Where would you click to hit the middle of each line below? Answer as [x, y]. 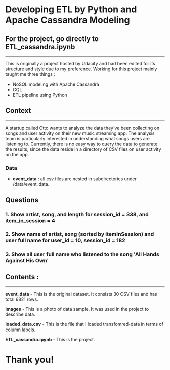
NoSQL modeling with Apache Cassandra [56, 84]
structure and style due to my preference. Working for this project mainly [81, 69]
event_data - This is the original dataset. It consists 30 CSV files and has [81, 294]
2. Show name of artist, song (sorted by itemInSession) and [80, 234]
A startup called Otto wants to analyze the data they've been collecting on [82, 128]
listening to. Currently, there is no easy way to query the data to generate [81, 144]
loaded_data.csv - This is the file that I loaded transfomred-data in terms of [84, 324]
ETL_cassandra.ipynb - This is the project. [50, 340]
